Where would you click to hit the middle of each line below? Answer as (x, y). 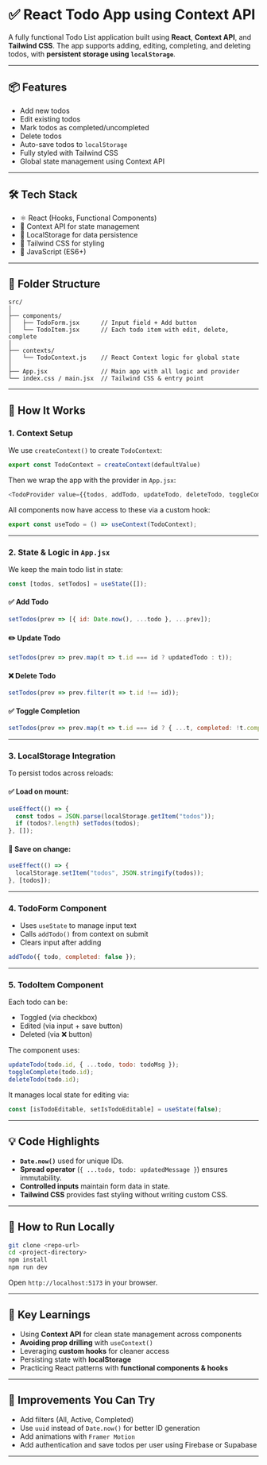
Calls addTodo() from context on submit (84, 934)
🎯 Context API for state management (79, 226)
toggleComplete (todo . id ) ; (51, 1073)
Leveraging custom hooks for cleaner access (94, 1351)
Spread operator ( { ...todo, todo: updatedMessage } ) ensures (124, 1169)
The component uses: (44, 1050)
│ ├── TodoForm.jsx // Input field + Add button (103, 323)
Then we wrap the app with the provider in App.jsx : (92, 480)
